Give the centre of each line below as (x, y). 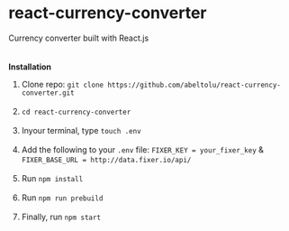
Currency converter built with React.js (79, 38)
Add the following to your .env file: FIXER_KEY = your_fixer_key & (143, 149)
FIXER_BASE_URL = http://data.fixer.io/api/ (106, 160)
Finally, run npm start (61, 217)
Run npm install (52, 178)
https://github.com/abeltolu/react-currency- (194, 85)
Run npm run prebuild (62, 198)
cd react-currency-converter (76, 112)
